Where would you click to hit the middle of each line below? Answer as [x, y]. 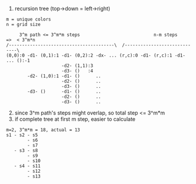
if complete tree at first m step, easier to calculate [75, 119]
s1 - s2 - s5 [22, 135]
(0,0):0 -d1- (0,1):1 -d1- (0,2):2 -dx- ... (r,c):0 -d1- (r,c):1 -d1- [96, 55]
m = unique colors [29, 19]
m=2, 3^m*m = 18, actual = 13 [43, 130]
